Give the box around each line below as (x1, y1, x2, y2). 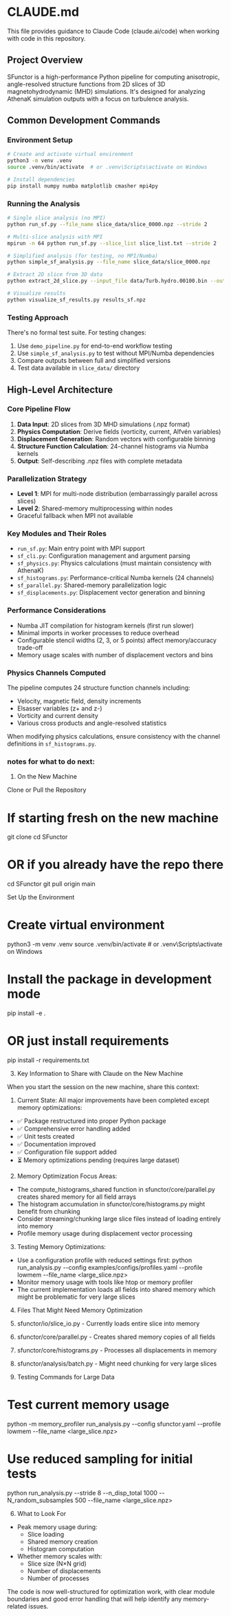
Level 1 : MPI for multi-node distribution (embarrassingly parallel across (16, 490, 219, 498)
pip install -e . (7, 1009, 46, 1017)
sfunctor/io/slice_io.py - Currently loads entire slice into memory (16, 1319, 200, 1328)
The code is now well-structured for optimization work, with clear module (7, 1587, 215, 1595)
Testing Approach (7, 312, 69, 322)
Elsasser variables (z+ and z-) (16, 704, 102, 712)
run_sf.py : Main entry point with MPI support (16, 544, 145, 552)
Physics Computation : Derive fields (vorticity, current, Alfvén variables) (16, 427, 221, 435)
